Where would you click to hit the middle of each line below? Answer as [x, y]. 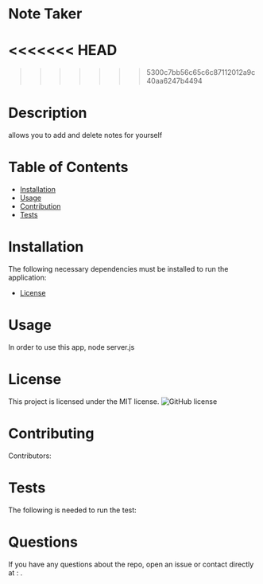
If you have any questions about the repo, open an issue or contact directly [131, 564]
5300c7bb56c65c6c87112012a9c [201, 73]
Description [48, 113]
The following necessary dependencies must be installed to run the [118, 268]
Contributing [51, 433]
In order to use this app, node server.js [72, 347]
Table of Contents [68, 167]
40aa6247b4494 [174, 81]
